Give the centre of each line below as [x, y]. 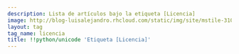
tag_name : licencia [36, 33]
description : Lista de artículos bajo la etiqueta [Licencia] [101, 14]
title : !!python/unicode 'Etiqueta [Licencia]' [79, 40]
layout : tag [25, 27]
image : [17, 20]
